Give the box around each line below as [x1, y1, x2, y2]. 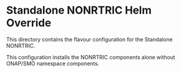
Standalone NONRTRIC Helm [6, 4, 152, 17]
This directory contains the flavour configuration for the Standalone [6, 36, 173, 43]
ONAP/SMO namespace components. [6, 60, 99, 67]
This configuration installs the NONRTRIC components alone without [6, 53, 176, 61]
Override [6, 16, 52, 30]
